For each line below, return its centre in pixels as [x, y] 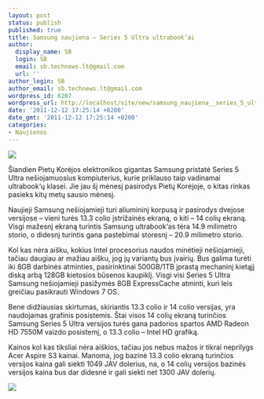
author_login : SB [37, 81]
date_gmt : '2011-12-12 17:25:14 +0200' [73, 118]
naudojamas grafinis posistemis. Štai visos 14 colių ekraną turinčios [117, 315]
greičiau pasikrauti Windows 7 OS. [64, 291]
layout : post [29, 15]
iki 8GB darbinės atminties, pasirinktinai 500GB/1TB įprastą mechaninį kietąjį [132, 266]
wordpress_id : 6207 [40, 96]
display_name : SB [44, 52]
